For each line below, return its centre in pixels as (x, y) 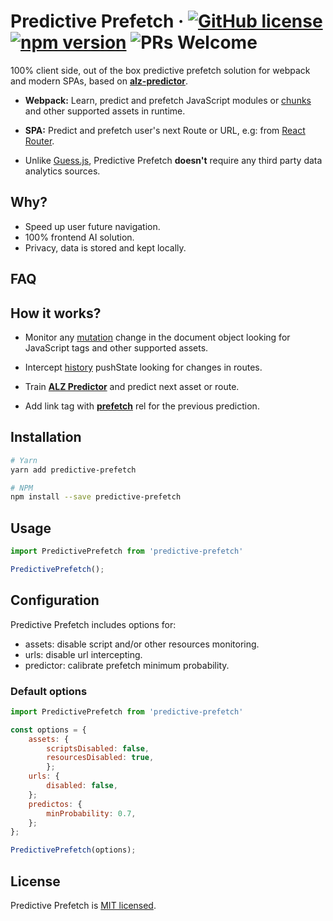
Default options (49, 691)
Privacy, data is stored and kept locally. (105, 247)
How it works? (56, 313)
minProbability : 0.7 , (91, 813)
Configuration (55, 600)
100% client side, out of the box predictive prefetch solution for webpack (160, 70)
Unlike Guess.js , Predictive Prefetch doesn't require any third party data (173, 160)
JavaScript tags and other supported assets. (116, 347)
